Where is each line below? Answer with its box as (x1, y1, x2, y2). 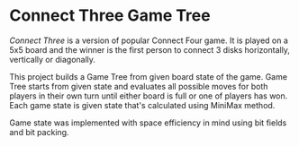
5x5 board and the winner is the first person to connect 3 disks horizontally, (9, 44, 291, 55)
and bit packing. (9, 126, 69, 137)
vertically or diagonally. (9, 54, 96, 64)
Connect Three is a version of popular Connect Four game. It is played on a (9, 35, 288, 46)
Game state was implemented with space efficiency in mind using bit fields (9, 117, 287, 128)
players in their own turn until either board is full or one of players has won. (9, 90, 288, 101)
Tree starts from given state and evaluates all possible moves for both (9, 81, 268, 91)
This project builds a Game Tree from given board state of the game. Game (9, 71, 288, 82)
